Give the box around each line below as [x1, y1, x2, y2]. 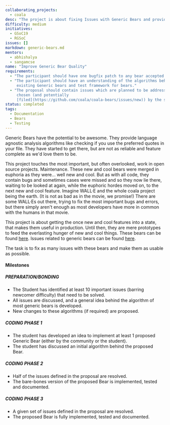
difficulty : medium [5, 21, 47, 27]
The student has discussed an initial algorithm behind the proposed [12, 343, 153, 349]
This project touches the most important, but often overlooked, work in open [5, 160, 164, 167]
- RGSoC [10, 36, 26, 41]
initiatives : [5, 26, 33, 31]
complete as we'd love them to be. [5, 151, 77, 157]
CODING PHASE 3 [5, 396, 44, 402]
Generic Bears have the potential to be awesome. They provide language [5, 135, 157, 141]
